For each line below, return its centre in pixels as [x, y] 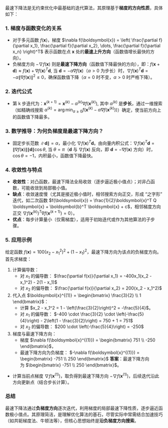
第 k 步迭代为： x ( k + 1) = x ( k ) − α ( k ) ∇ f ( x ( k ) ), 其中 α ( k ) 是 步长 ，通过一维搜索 [87, 103]
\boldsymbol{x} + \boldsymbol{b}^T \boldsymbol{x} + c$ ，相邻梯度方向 [86, 206]
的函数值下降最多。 [32, 117]
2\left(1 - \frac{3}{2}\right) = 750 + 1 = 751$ [88, 321]
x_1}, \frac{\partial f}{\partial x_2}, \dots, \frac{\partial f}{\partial [95, 46]
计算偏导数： [25, 269]
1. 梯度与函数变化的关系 [33, 28]
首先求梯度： [18, 259]
